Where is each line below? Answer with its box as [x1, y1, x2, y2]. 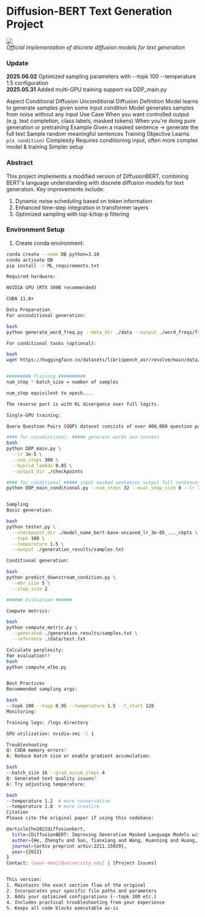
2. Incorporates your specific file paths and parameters [6, 888, 157, 894]
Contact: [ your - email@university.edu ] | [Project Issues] [6, 860, 157, 866]
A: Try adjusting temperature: [6, 781, 86, 787]
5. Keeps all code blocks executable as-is [6, 905, 119, 911]
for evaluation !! [6, 653, 51, 659]
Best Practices [6, 680, 45, 686]
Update [6, 59, 29, 67]
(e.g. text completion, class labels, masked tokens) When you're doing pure [6, 117, 196, 125]
